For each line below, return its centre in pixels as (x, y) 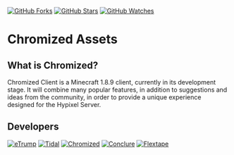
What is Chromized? (53, 65)
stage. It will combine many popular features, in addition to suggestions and (117, 89)
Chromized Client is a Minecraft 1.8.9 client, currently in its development (112, 82)
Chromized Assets (62, 39)
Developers (33, 127)
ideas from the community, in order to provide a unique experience (104, 97)
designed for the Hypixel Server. (54, 105)
